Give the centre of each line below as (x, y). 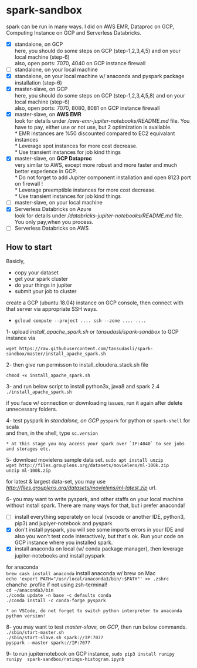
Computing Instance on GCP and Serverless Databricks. (74, 32)
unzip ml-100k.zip (28, 471)
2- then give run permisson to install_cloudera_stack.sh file (77, 365)
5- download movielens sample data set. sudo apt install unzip (85, 460)
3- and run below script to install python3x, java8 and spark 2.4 (83, 387)
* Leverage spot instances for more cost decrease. (76, 146)
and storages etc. (28, 449)
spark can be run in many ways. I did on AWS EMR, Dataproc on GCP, (90, 26)
